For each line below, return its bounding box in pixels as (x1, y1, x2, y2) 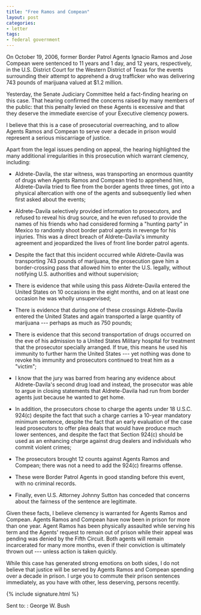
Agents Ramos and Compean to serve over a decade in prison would (6, 128, 176, 135)
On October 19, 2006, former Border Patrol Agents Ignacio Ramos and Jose (6, 54, 193, 60)
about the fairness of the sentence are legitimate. (14, 498, 137, 505)
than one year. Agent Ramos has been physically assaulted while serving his (6, 522, 195, 530)
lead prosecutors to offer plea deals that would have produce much (14, 425, 182, 431)
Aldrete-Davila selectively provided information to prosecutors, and (14, 208, 181, 214)
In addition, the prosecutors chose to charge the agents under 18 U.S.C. (14, 406, 192, 412)
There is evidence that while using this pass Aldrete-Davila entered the (14, 282, 190, 289)
